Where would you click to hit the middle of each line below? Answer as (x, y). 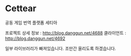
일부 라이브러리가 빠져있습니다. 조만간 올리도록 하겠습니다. (61, 48)
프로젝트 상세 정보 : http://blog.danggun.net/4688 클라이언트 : (65, 33)
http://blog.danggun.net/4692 (35, 38)
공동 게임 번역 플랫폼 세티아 (31, 22)
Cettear (21, 9)
